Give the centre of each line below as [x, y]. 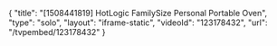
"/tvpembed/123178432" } [57, 32]
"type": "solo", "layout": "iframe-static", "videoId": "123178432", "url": [138, 23]
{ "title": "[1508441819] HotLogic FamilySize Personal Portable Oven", [138, 13]
